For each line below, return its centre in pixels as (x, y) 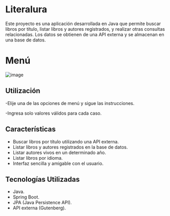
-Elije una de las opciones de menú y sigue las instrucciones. (70, 103)
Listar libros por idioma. (38, 158)
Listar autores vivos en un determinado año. (59, 153)
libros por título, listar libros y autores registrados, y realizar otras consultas (85, 29)
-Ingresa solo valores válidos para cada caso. (53, 113)
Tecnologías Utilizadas (43, 179)
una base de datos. (26, 40)
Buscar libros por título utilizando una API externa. (66, 141)
